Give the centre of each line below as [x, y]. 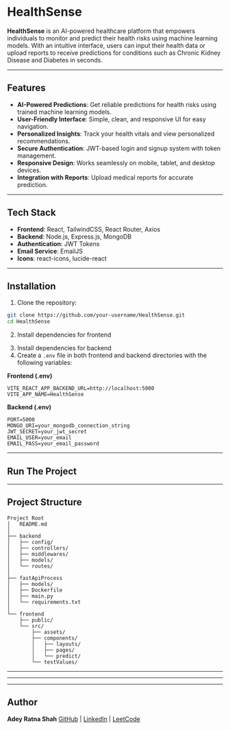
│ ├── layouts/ [56, 644]
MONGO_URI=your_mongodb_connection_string [68, 426]
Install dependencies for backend [64, 348]
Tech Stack [31, 213]
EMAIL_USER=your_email [39, 438]
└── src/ [32, 626]
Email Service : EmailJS [50, 251]
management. [37, 156]
